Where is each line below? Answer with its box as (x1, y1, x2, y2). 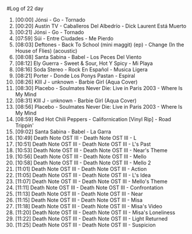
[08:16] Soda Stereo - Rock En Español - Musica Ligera (15, 66, 148, 73)
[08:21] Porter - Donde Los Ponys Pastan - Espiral (15, 73, 135, 79)
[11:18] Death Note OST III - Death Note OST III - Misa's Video (15, 203, 163, 209)
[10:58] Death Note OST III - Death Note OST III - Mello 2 (15, 159, 151, 166)
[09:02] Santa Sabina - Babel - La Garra (15, 128, 111, 135)
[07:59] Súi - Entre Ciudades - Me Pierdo (15, 35, 114, 42)
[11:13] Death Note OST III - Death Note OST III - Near (15, 190, 144, 197)
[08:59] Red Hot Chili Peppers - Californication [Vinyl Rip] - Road (15, 116, 172, 122)
